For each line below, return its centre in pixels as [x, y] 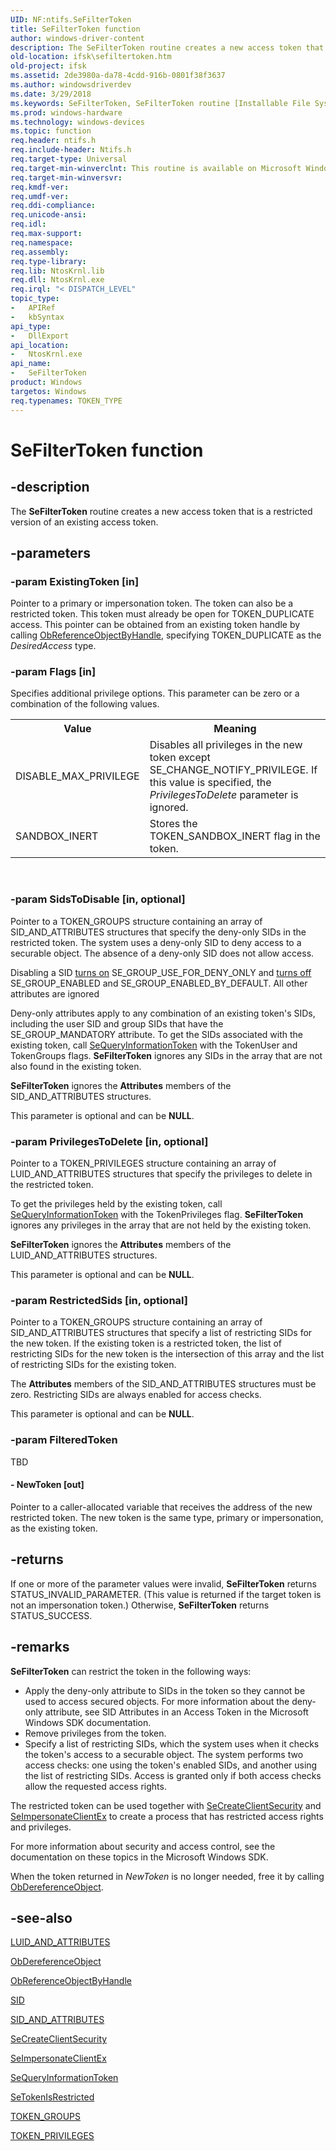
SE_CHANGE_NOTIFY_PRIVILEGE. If [233, 770]
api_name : [31, 364]
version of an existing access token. [84, 522]
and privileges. [41, 1827]
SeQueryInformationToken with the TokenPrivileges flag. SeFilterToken [157, 1215]
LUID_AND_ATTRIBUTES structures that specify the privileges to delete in [161, 1174]
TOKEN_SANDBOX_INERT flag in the [235, 836]
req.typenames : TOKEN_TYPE [66, 401]
